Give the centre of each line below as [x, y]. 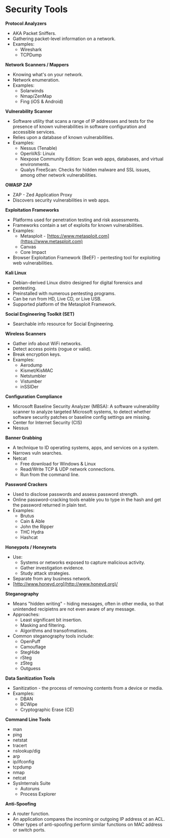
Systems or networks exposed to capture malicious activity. [83, 562]
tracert [20, 745]
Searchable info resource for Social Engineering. [63, 324]
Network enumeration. [36, 80]
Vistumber [31, 381]
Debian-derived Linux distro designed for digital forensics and [77, 282]
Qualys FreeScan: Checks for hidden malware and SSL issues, [85, 170]
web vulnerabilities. [33, 263]
